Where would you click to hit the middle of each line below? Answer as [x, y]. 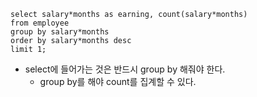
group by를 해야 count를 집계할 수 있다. [118, 81]
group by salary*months [60, 32]
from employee [40, 23]
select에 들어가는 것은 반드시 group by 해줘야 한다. [125, 69]
